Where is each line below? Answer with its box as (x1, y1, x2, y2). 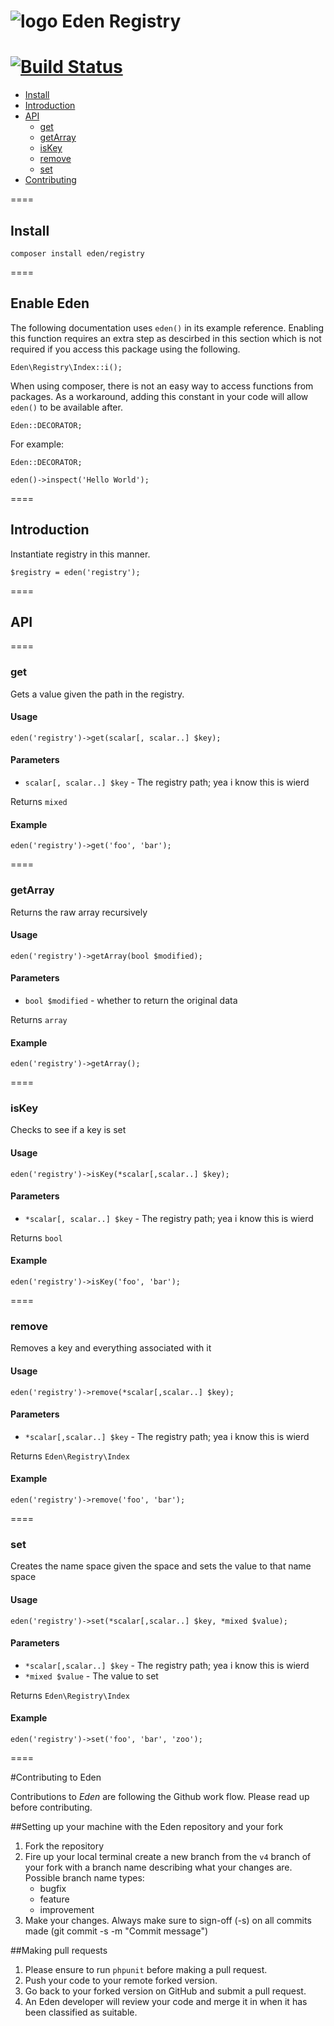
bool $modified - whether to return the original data (24, 994, 238, 1006)
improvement (39, 1903, 95, 1915)
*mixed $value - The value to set (24, 1670, 159, 1682)
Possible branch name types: (24, 1871, 145, 1884)
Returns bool (10, 1231, 63, 1244)
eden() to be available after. (10, 401, 123, 413)
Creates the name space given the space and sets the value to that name (10, 1560, 312, 1572)
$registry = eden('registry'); (10, 567, 141, 577)
